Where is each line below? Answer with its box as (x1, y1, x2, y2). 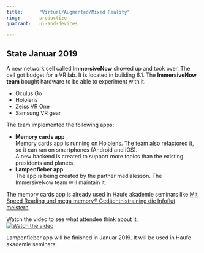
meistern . (6, 204, 31, 211)
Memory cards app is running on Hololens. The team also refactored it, (15, 139, 194, 147)
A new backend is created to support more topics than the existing (15, 153, 184, 160)
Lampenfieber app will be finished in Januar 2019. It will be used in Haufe (6, 234, 192, 241)
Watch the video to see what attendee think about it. (6, 216, 138, 223)
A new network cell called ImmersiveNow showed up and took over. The (6, 65, 191, 72)
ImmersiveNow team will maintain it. (15, 179, 107, 186)
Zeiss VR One (15, 103, 50, 111)
